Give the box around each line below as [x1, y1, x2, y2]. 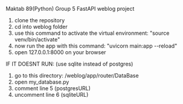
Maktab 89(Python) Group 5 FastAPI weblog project [5, 5, 135, 12]
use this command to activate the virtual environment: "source [14, 29, 170, 37]
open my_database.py [14, 78, 69, 85]
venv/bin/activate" [14, 36, 60, 43]
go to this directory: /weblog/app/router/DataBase [14, 72, 140, 79]
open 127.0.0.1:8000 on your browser [14, 49, 106, 56]
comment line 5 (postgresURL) [14, 85, 91, 92]
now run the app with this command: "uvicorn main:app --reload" [14, 42, 178, 49]
